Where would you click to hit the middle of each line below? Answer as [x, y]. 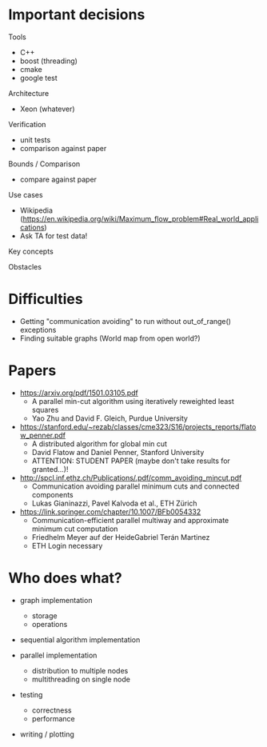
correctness [52, 710]
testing [31, 694]
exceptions [38, 330]
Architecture [29, 93]
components [52, 494]
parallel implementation [58, 655]
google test [38, 78]
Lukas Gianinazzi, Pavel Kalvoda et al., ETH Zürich [114, 503]
